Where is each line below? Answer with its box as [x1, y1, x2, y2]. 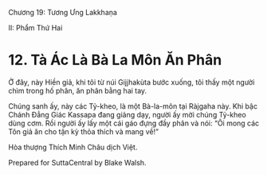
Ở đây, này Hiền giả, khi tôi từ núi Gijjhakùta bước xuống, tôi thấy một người [8, 77, 255, 87]
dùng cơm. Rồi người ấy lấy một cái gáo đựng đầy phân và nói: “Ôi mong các [8, 118, 260, 128]
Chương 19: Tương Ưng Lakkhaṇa [8, 8, 118, 17]
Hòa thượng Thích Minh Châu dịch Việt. [8, 142, 138, 152]
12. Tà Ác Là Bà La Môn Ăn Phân [8, 51, 222, 70]
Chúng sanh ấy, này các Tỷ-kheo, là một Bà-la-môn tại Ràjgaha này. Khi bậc [8, 101, 257, 111]
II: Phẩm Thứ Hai [8, 23, 63, 32]
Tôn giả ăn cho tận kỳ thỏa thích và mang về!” [8, 126, 159, 136]
